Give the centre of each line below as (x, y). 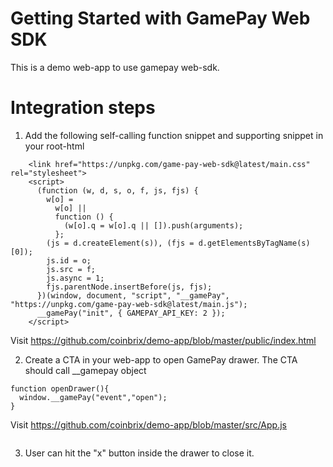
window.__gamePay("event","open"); (93, 397)
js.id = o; (69, 260)
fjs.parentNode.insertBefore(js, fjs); (129, 287)
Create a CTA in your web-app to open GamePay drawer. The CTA (161, 359)
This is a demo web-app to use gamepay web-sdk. (115, 67)
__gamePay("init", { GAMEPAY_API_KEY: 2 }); (131, 313)
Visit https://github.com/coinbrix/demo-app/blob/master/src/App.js (148, 424)
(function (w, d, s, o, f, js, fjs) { (117, 190)
